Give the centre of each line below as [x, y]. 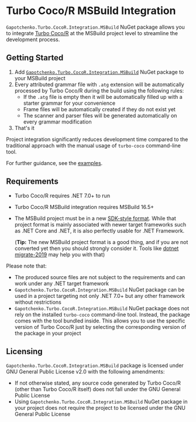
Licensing [24, 351]
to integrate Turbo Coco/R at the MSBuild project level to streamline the [92, 33]
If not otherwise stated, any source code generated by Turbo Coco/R [98, 383]
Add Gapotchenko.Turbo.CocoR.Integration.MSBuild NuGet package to [99, 72]
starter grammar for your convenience [69, 103]
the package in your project [48, 333]
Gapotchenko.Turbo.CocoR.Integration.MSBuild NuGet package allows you [96, 27]
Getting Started [35, 58]
